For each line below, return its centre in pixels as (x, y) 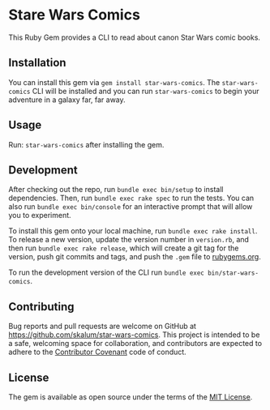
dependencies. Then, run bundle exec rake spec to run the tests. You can (131, 198)
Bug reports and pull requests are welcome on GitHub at (103, 327)
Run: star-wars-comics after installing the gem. (86, 144)
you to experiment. (40, 216)
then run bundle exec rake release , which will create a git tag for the (124, 248)
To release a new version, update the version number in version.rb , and (129, 240)
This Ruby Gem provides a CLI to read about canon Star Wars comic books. (135, 37)
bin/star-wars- (234, 273)
